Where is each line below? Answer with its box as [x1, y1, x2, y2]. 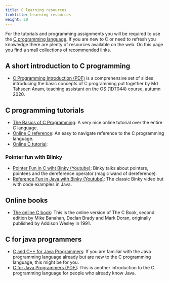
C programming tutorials [5, 106, 85, 115]
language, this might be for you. [12, 259, 79, 265]
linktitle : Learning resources [5, 12, 71, 17]
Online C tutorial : [12, 141, 48, 147]
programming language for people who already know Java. [12, 270, 136, 276]
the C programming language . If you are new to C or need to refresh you [5, 36, 156, 42]
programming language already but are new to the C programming [12, 254, 151, 260]
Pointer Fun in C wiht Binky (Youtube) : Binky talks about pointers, [12, 165, 149, 171]
